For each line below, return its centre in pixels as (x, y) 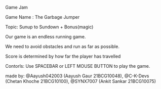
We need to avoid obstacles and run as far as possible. (63, 47)
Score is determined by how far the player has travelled (63, 56)
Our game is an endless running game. (46, 37)
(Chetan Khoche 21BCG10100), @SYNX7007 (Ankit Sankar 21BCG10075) (80, 81)
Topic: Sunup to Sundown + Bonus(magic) (49, 27)
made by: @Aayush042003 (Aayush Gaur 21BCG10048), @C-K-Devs (77, 76)
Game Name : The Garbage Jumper (43, 17)
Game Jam (16, 7)
